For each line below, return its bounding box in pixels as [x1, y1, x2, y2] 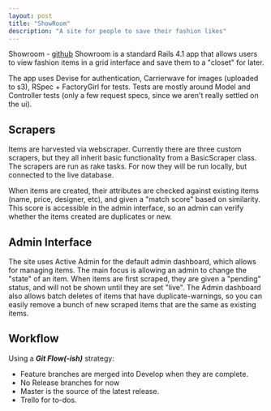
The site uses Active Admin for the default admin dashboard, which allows [8, 257, 257, 266]
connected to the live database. [8, 170, 114, 180]
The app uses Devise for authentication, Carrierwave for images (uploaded [8, 74, 259, 83]
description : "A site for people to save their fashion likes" [8, 27, 227, 35]
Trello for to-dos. [19, 395, 77, 405]
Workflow [8, 332, 59, 345]
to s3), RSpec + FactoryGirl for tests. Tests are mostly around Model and [8, 82, 251, 92]
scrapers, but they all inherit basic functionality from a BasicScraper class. [8, 153, 257, 163]
